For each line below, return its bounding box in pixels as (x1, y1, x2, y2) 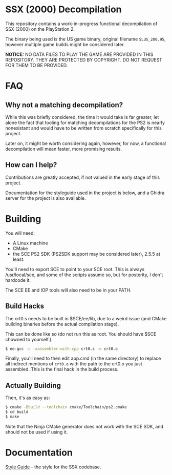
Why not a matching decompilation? (5, 100, 123, 109)
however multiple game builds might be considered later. (5, 41, 125, 47)
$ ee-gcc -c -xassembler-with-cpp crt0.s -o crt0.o (5, 346, 118, 352)
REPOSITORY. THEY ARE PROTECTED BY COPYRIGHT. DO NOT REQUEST (5, 56, 163, 63)
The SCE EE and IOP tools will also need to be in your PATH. (5, 287, 132, 293)
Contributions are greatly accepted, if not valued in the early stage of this (5, 174, 160, 180)
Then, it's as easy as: (5, 395, 50, 401)
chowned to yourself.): (5, 336, 53, 342)
